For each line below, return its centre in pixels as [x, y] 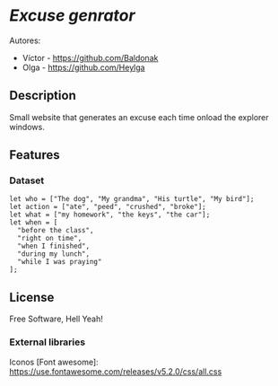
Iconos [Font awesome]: [54, 362]
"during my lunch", [54, 254]
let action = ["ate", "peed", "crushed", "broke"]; [108, 207]
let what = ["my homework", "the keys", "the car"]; [110, 215]
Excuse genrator [73, 16]
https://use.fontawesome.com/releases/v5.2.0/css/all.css [116, 371]
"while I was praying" [60, 262]
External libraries [48, 342]
